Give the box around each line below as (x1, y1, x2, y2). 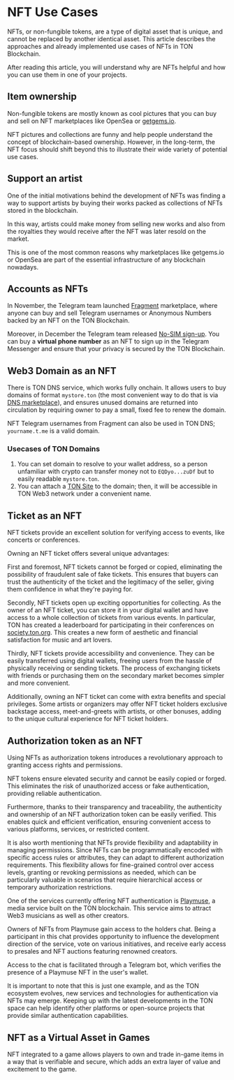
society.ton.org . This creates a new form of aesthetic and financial (7, 628, 198, 637)
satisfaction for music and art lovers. (7, 636, 113, 644)
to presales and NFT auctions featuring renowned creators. (7, 947, 178, 956)
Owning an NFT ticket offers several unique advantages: (7, 549, 170, 558)
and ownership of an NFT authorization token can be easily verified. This (7, 811, 217, 819)
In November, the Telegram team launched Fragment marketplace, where (7, 302, 218, 310)
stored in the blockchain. (7, 206, 79, 214)
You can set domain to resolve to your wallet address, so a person (17, 460, 208, 468)
